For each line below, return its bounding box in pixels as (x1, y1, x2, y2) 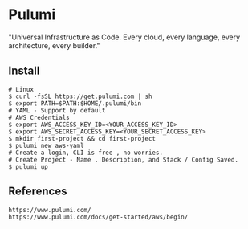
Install (8, 64, 40, 78)
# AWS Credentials (8, 113, 70, 121)
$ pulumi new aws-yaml (8, 141, 84, 149)
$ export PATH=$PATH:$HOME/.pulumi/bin (8, 99, 142, 108)
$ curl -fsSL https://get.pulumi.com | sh (8, 92, 152, 100)
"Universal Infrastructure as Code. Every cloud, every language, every (8, 32, 241, 42)
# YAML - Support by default (8, 106, 106, 114)
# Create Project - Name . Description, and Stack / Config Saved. (8, 155, 239, 164)
